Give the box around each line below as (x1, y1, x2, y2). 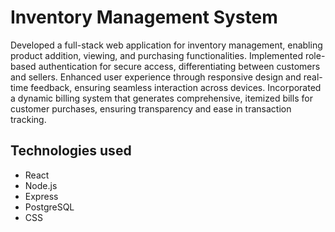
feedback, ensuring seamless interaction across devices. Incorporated (30, 81, 322, 93)
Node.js (24, 179, 58, 191)
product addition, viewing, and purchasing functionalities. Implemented (10, 49, 303, 61)
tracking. (10, 113, 47, 125)
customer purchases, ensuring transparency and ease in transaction (10, 102, 292, 115)
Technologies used (10, 142, 132, 160)
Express (24, 190, 59, 202)
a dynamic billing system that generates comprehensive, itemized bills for (10, 92, 313, 104)
